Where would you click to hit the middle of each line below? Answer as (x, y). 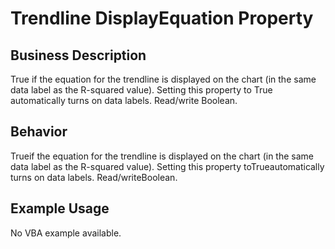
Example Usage (60, 208)
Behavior (39, 132)
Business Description (78, 55)
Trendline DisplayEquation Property (162, 18)
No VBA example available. (66, 233)
